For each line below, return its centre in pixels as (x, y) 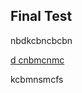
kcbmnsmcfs (37, 79)
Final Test (41, 16)
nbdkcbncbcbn (41, 40)
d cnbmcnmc (37, 60)
